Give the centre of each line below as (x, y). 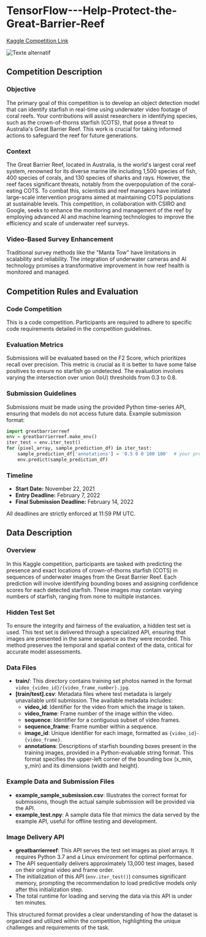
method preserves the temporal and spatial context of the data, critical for (100, 646)
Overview (21, 550)
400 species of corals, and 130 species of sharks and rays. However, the (98, 177)
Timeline (20, 475)
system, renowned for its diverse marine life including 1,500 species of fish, (102, 171)
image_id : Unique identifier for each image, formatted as (96, 733)
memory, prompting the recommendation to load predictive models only (106, 883)
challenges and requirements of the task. (58, 927)
